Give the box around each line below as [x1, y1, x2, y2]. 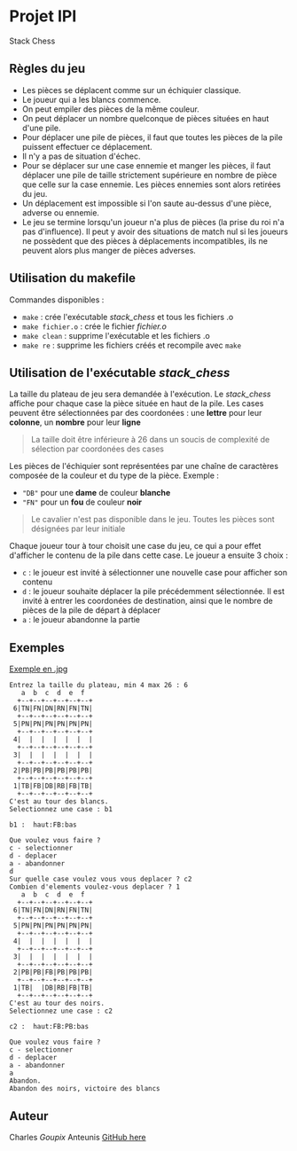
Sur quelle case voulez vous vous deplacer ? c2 [9, 875, 192, 884]
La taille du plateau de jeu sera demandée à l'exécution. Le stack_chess [9, 388, 271, 400]
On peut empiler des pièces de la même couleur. [21, 104, 199, 114]
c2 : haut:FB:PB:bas [9, 1022, 90, 1031]
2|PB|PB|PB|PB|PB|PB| [12, 766, 93, 775]
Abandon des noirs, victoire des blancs [9, 1084, 161, 1093]
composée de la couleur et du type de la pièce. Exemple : [9, 470, 220, 481]
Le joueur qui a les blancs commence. [21, 94, 161, 105]
